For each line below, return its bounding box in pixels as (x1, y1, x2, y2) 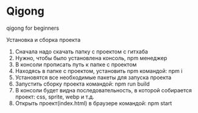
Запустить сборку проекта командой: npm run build (15, 80, 150, 87)
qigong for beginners (6, 24, 60, 32)
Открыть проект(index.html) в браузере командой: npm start (15, 99, 172, 107)
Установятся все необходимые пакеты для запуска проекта (15, 74, 172, 81)
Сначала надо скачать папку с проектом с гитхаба (15, 47, 148, 55)
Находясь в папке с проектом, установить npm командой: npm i (15, 67, 183, 74)
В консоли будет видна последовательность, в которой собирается (15, 86, 192, 94)
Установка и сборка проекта (6, 36, 81, 43)
